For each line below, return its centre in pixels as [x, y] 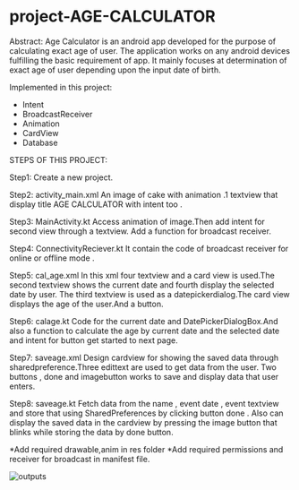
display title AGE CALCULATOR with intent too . [96, 204]
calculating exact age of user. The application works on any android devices [150, 50]
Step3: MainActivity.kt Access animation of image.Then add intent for [137, 221]
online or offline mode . [52, 258]
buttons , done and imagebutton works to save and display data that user [144, 376]
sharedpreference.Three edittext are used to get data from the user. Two [143, 367]
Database [40, 142]
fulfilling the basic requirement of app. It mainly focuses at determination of [148, 60]
